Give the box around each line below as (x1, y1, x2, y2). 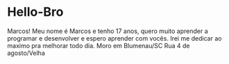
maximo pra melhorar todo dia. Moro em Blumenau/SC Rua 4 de (7, 41, 190, 50)
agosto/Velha (7, 49, 45, 57)
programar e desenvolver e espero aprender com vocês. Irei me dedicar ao (7, 34, 222, 42)
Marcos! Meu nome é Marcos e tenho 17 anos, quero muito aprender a (7, 27, 208, 35)
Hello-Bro (7, 4, 64, 20)
